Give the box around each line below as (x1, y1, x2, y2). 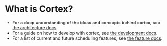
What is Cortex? (5, 3, 73, 15)
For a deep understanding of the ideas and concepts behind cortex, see (12, 20, 161, 25)
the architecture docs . (12, 24, 58, 30)
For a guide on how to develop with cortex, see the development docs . (12, 30, 158, 36)
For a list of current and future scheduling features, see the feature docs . (12, 35, 163, 41)
